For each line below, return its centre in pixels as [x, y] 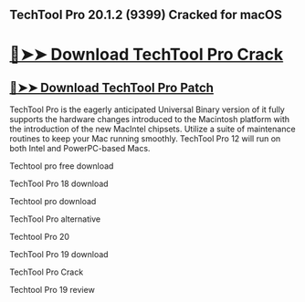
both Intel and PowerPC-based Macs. [80, 149]
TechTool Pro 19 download [59, 255]
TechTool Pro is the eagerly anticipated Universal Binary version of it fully [147, 109]
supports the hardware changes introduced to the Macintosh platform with [150, 120]
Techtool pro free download [62, 166]
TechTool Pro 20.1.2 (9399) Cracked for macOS [146, 15]
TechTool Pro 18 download [59, 184]
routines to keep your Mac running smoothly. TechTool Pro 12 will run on [145, 139]
